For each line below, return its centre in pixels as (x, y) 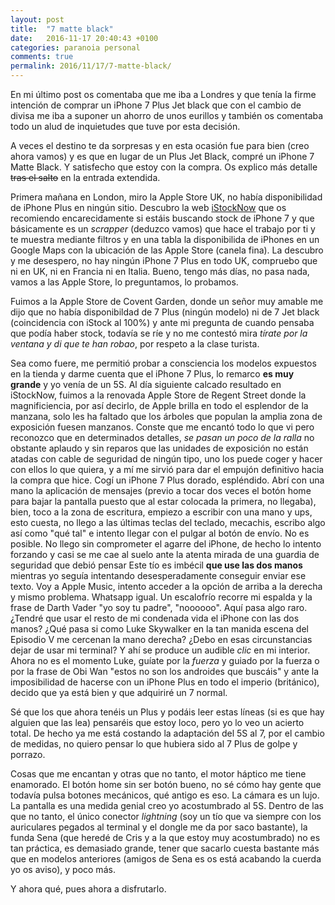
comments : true (42, 57)
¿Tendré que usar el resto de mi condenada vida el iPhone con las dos (155, 618)
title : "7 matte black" (62, 29)
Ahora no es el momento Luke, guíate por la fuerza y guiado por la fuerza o (165, 660)
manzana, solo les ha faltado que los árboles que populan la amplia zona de (166, 416)
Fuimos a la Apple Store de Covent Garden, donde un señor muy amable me (167, 301)
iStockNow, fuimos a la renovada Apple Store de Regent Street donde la (158, 395)
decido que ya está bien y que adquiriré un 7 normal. (119, 692)
